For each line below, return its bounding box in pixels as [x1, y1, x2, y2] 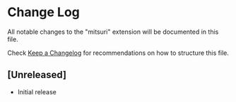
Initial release [17, 87, 57, 96]
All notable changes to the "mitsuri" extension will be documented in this [7, 27, 219, 36]
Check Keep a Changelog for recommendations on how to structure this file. [7, 49, 230, 57]
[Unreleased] [7, 69, 67, 81]
